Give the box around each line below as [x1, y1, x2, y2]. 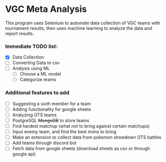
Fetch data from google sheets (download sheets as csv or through [12, 146, 151, 152]
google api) [12, 151, 36, 157]
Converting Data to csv [12, 60, 60, 66]
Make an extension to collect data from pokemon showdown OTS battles [12, 134, 162, 140]
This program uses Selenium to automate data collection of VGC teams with [5, 20, 161, 26]
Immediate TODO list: [5, 43, 58, 50]
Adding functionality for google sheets [12, 106, 91, 112]
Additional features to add [5, 89, 70, 96]
